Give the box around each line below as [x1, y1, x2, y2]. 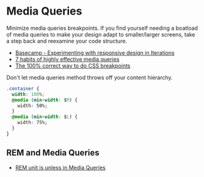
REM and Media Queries [6, 148, 100, 158]
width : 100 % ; [12, 91, 45, 97]
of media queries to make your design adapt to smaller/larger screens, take [6, 30, 195, 38]
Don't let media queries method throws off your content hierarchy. [6, 74, 173, 81]
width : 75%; [17, 120, 48, 126]
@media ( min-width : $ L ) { [12, 114, 78, 120]
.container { [6, 85, 40, 92]
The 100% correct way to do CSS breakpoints [15, 62, 131, 69]
